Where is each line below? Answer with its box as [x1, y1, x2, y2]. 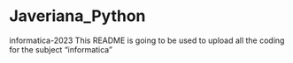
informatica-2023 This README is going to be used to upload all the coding [9, 35, 285, 45]
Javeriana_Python [9, 6, 146, 26]
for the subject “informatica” [9, 44, 113, 54]
